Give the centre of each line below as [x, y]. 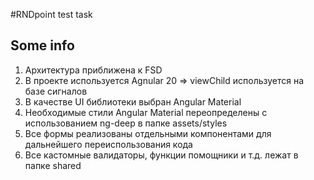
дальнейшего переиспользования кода [108, 144]
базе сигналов [56, 91]
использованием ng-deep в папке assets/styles [126, 123]
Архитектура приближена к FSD [93, 70]
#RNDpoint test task [51, 14]
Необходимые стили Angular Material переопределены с [146, 112]
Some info [42, 45]
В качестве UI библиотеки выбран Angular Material [133, 101]
